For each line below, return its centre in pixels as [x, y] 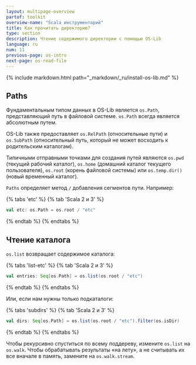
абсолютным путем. [31, 123]
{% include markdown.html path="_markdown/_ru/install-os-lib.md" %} [92, 78]
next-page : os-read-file [36, 61]
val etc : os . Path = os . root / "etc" [51, 210]
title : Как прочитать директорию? [48, 28]
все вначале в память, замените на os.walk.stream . [70, 356]
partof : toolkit [26, 17]
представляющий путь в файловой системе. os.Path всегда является [93, 116]
